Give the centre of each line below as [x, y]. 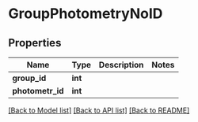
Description [121, 65]
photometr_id [38, 91]
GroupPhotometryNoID [86, 14]
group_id [29, 78]
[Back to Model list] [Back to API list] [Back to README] [99, 110]
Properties [35, 43]
